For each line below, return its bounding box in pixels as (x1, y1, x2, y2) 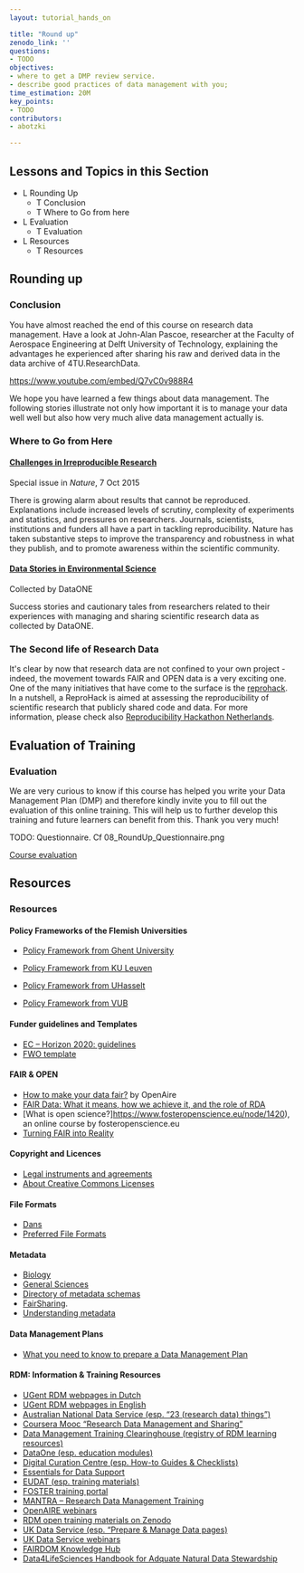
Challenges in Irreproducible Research (9, 457, 157, 468)
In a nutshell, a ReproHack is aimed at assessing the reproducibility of (9, 692, 270, 703)
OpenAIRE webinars (22, 1504, 98, 1516)
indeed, (9, 673, 38, 684)
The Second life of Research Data (9, 643, 159, 655)
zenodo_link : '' (9, 38, 71, 47)
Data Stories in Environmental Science (9, 563, 157, 575)
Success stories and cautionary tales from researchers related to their (9, 601, 271, 612)
